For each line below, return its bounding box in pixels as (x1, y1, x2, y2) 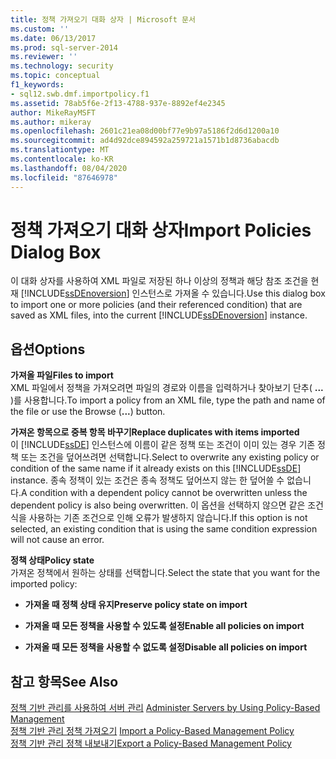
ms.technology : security (10, 61, 114, 71)
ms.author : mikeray (10, 117, 92, 127)
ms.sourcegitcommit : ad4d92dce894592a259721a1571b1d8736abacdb (10, 136, 280, 146)
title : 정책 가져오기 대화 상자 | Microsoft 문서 (10, 14, 196, 25)
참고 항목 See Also (10, 673, 119, 690)
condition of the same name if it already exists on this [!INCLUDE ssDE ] (10, 462, 302, 475)
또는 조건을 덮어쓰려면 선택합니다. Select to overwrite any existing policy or (20, 451, 320, 463)
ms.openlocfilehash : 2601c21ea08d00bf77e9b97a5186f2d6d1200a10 (10, 126, 280, 136)
